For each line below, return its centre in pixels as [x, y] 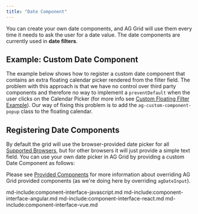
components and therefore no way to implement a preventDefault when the [98, 93]
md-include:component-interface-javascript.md [64, 192]
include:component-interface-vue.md [52, 205]
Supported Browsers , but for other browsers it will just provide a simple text [98, 151]
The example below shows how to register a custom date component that [95, 74]
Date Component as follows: [40, 163]
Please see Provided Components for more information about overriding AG [98, 174]
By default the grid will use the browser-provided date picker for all [88, 144]
